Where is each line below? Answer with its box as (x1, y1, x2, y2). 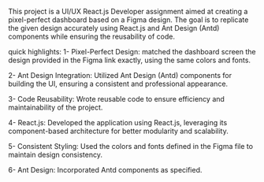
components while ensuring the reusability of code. (8, 32, 176, 41)
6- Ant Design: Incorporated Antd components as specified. (8, 165, 203, 174)
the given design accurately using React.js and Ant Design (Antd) (8, 24, 220, 32)
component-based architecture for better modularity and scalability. (8, 126, 229, 136)
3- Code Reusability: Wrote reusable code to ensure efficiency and (8, 95, 225, 103)
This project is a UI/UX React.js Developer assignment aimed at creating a (8, 7, 248, 16)
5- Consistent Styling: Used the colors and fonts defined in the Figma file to (8, 142, 254, 150)
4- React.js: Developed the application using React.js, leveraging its (8, 118, 228, 127)
